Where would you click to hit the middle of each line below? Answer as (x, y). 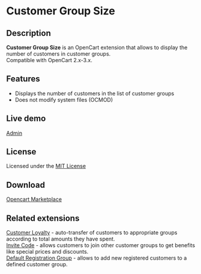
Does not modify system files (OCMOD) (64, 99)
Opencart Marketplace (34, 199)
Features (23, 79)
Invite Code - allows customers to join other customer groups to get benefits (101, 245)
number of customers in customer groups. (58, 54)
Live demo (26, 119)
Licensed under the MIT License (46, 166)
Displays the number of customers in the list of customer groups (94, 93)
